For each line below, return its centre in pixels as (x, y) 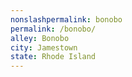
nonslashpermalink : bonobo (66, 19)
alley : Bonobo (40, 38)
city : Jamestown (44, 47)
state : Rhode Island (53, 57)
